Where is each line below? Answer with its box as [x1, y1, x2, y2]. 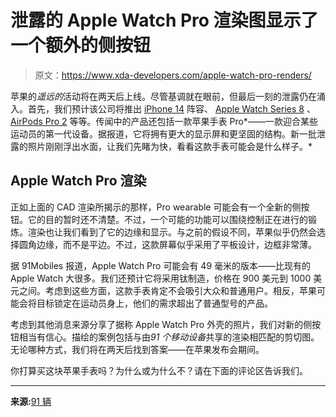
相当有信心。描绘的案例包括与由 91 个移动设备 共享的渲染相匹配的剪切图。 [18, 331, 320, 343]
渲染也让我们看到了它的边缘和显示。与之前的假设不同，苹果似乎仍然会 [27, 226, 317, 238]
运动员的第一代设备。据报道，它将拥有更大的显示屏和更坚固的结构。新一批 [10, 127, 317, 140]
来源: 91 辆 [10, 395, 52, 407]
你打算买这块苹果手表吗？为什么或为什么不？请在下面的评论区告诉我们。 [10, 364, 308, 376]
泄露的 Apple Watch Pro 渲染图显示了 [10, 9, 319, 32]
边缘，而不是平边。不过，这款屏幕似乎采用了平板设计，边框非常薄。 [36, 238, 317, 250]
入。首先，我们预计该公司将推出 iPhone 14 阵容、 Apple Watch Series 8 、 [10, 102, 316, 115]
